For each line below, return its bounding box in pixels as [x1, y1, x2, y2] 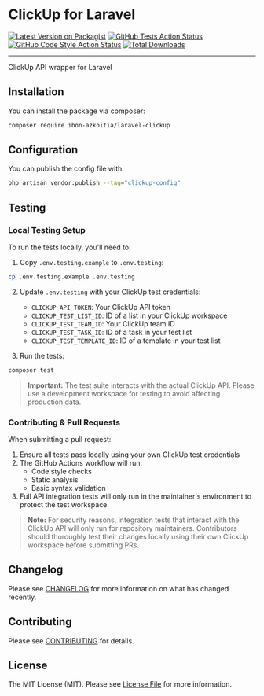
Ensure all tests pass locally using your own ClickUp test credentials [19, 450, 240, 459]
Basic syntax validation [31, 484, 106, 493]
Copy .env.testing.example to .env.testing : [19, 258, 164, 267]
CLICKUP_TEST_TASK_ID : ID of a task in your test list [31, 327, 192, 337]
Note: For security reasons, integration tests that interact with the [27, 515, 240, 525]
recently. [8, 592, 37, 602]
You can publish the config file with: [8, 164, 124, 174]
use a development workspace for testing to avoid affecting [27, 389, 221, 398]
